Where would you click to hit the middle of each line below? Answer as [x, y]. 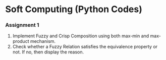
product [21, 41]
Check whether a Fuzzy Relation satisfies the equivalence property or [85, 47]
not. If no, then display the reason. [48, 52]
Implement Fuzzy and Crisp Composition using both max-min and [81, 36]
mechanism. [43, 41]
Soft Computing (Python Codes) [74, 9]
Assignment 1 [22, 25]
